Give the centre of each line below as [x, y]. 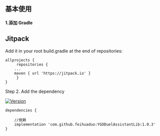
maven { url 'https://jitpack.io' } [53, 73]
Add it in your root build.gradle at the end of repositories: [64, 51]
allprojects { [20, 60]
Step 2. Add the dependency [35, 91]
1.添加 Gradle [19, 23]
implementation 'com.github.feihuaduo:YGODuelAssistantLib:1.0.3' [85, 124]
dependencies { [21, 110]
